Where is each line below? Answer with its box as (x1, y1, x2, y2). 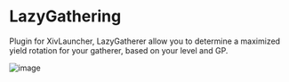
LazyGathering (9, 6, 122, 27)
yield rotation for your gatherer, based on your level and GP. (9, 45, 229, 55)
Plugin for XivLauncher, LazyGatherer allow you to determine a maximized (9, 36, 281, 46)
